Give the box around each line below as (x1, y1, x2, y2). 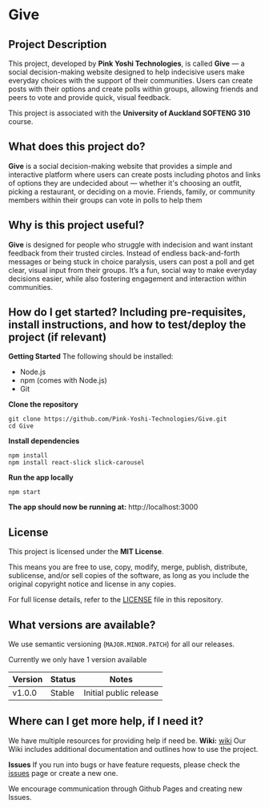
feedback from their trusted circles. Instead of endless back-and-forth (8, 248, 240, 258)
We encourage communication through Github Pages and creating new (8, 783, 243, 794)
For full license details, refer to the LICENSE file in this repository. (8, 595, 223, 605)
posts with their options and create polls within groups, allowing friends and (8, 84, 259, 94)
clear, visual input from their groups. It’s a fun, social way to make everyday (8, 265, 258, 275)
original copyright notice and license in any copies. (8, 579, 176, 589)
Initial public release (83, 687, 159, 698)
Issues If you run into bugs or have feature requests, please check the (8, 759, 240, 770)
